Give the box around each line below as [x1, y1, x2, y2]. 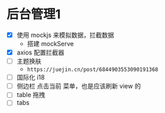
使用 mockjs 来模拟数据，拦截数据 [16, 31, 114, 39]
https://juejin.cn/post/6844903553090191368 [26, 66, 159, 73]
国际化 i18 [16, 73, 45, 82]
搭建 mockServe [26, 40, 74, 47]
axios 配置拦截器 [16, 48, 65, 56]
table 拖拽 [16, 91, 46, 99]
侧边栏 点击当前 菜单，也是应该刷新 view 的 [16, 82, 141, 91]
